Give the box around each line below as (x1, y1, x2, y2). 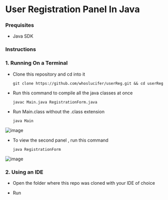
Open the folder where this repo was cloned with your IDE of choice (12, 180, 155, 186)
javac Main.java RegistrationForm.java (12, 99, 98, 105)
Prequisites (5, 22, 34, 29)
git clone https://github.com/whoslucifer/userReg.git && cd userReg (12, 81, 164, 86)
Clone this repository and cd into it (12, 71, 86, 77)
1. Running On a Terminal (5, 59, 68, 66)
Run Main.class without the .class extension (12, 108, 105, 115)
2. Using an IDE (5, 169, 44, 176)
